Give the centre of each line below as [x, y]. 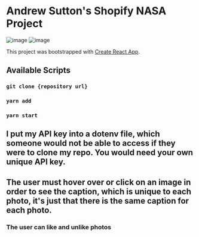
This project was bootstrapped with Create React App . [73, 51]
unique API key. [36, 162]
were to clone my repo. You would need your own [99, 153]
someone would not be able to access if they [91, 143]
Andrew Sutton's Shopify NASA [86, 11]
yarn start [22, 116]
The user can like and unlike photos [59, 227]
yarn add [19, 101]
